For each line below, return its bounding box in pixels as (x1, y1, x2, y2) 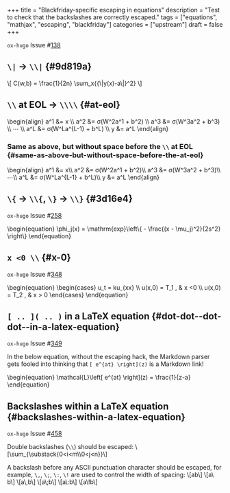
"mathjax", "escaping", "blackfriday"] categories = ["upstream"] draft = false (7, 21, 223, 28)
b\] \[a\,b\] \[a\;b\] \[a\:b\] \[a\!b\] (7, 478, 98, 486)
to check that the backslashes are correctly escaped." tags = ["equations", (7, 13, 218, 21)
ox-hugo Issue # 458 (7, 429, 62, 438)
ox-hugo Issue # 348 (7, 270, 63, 278)
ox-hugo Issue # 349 (7, 339, 63, 347)
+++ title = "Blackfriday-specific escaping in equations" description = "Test (7, 6, 220, 14)
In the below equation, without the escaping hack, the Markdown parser (7, 353, 210, 361)
